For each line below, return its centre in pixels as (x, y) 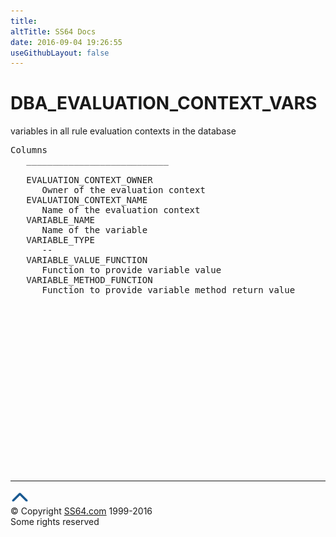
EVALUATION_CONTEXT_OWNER (89, 180)
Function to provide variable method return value (168, 290)
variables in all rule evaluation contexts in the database (123, 131)
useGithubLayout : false (60, 53)
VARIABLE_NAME (60, 220)
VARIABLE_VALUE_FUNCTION (87, 260)
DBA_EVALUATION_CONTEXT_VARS (164, 103)
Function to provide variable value (131, 270)
